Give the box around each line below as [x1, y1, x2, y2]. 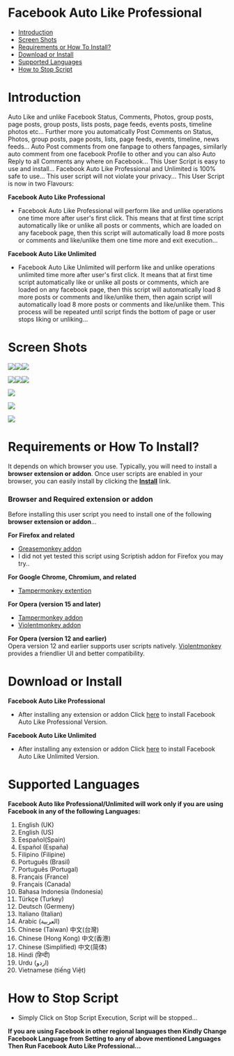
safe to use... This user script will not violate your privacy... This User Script [8, 172, 225, 180]
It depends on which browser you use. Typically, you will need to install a [8, 462, 217, 470]
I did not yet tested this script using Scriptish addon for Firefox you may [17, 552, 224, 560]
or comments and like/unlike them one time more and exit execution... [17, 236, 218, 244]
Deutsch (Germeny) [17, 902, 75, 910]
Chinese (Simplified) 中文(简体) [17, 942, 107, 951]
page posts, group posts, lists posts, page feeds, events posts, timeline [8, 120, 212, 128]
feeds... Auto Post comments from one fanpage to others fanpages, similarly [8, 142, 228, 151]
